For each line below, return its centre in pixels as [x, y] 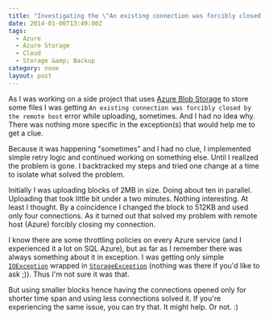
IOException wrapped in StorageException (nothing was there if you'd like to [134, 265]
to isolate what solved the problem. [66, 174]
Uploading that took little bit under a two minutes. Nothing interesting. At [128, 198]
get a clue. [26, 133]
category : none [34, 69]
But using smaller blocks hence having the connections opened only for [128, 289]
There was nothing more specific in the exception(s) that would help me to [132, 124]
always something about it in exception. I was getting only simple [116, 257]
